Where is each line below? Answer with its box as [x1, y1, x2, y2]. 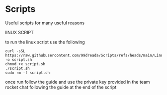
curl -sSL [5, 48, 26, 53]
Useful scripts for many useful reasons [5, 20, 84, 26]
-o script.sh [5, 57, 32, 62]
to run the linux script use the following [5, 39, 85, 45]
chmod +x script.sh [5, 61, 46, 66]
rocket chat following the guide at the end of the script [5, 84, 117, 90]
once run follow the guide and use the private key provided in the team [5, 79, 150, 85]
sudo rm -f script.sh [5, 70, 50, 75]
